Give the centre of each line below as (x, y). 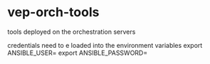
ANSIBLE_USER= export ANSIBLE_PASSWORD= (78, 53)
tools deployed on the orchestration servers (72, 32)
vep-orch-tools (53, 12)
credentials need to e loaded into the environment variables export (105, 45)
